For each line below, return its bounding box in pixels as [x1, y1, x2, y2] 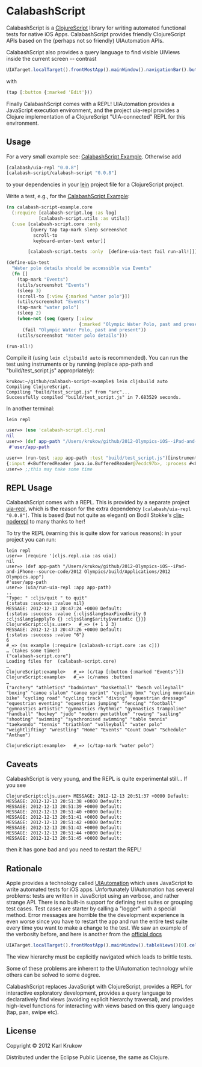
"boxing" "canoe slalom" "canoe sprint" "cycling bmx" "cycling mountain [6, 690, 195, 696]
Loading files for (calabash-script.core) [6, 659, 117, 665]
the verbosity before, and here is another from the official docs [6, 930, 162, 937]
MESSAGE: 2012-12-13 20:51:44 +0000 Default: [6, 830, 122, 836]
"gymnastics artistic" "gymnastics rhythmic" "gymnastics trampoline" [6, 706, 187, 712]
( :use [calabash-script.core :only [11, 221, 101, 227]
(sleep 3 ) [17, 287, 42, 293]
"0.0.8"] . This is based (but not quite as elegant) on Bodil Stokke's [6, 512, 173, 519]
